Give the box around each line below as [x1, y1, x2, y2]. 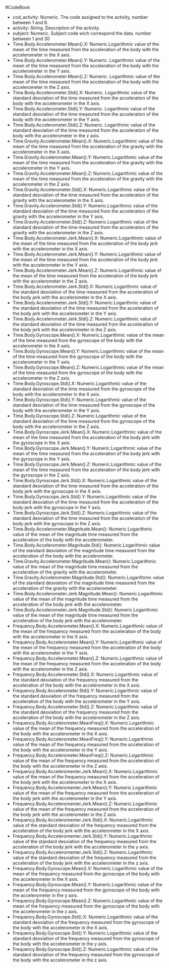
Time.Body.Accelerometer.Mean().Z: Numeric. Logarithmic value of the [12, 74, 160, 79]
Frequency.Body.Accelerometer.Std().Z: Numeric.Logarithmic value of [12, 704, 158, 709]
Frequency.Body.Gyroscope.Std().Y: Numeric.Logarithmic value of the [12, 930, 158, 936]
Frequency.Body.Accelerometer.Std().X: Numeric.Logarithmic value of [12, 671, 158, 677]
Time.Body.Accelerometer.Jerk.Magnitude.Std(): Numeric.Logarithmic [12, 607, 158, 613]
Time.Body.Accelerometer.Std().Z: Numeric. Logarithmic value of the [12, 122, 155, 128]
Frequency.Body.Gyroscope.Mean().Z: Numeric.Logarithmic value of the [12, 898, 163, 904]
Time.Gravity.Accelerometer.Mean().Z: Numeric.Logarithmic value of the [12, 170, 163, 176]
